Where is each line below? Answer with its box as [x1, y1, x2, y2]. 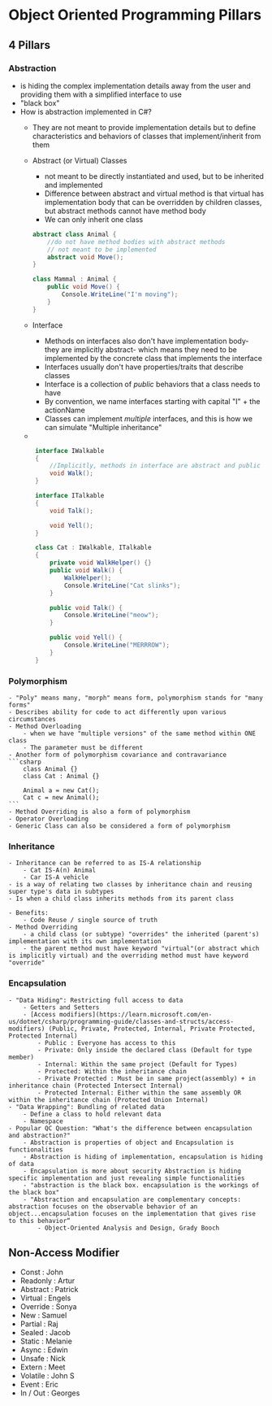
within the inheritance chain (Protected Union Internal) [8, 1095, 209, 1103]
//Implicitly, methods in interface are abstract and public [50, 462, 261, 470]
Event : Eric [19, 1380, 58, 1390]
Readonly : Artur [19, 1276, 76, 1286]
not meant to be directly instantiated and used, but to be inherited [44, 171, 264, 181]
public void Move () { [47, 283, 120, 291]
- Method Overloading [8, 722, 82, 730]
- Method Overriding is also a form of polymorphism [8, 807, 191, 816]
